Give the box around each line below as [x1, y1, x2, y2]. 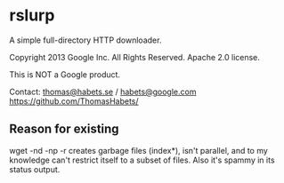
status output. [9, 163, 61, 174]
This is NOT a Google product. [9, 68, 121, 80]
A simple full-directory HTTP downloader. [9, 35, 162, 45]
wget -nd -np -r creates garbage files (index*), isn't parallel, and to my [9, 145, 269, 155]
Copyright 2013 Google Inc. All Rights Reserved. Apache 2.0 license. [9, 52, 261, 62]
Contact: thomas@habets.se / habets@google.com [9, 86, 197, 97]
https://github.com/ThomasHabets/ [9, 95, 140, 107]
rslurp [9, 5, 55, 26]
